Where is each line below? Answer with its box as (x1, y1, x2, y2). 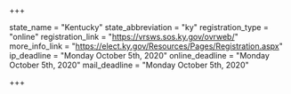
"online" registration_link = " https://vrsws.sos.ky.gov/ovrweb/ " (9, 32, 238, 42)
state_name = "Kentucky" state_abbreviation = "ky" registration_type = (9, 22, 269, 32)
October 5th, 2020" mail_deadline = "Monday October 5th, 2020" (9, 59, 249, 70)
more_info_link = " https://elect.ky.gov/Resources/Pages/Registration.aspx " (9, 41, 283, 51)
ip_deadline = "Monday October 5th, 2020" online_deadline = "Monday (9, 51, 270, 60)
